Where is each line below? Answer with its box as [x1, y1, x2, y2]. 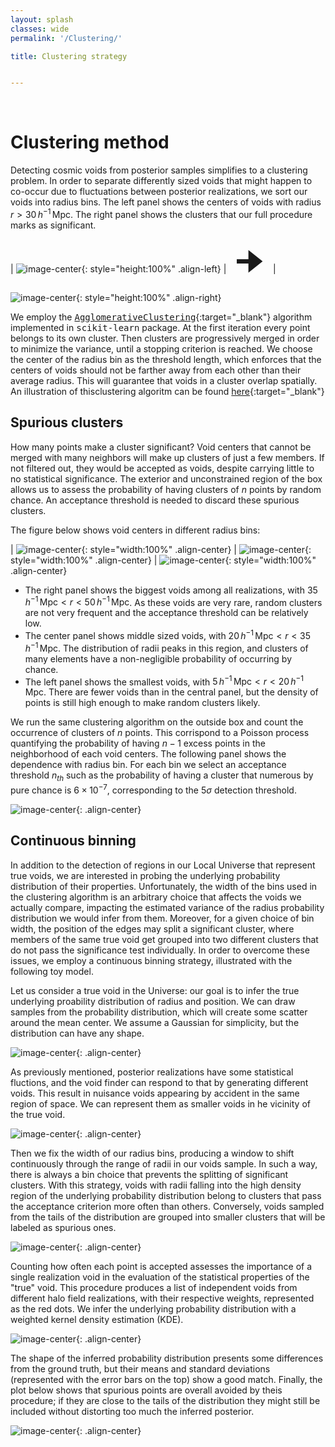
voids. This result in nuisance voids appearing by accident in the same [10, 1087, 300, 1099]
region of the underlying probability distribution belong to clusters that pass [10, 1189, 322, 1201]
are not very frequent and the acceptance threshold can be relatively [24, 607, 309, 619]
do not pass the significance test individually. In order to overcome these [10, 944, 310, 956]
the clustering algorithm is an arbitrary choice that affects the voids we [10, 891, 302, 903]
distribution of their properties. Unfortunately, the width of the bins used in [10, 880, 318, 892]
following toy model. [10, 965, 94, 977]
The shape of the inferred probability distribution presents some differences [10, 1352, 324, 1364]
